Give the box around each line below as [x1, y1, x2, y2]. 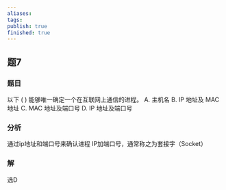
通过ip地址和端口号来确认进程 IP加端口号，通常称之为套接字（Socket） [7, 140, 208, 148]
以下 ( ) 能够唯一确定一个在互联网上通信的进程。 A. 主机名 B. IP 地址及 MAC [7, 95, 220, 104]
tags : [7, 16, 23, 23]
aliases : [7, 10, 32, 17]
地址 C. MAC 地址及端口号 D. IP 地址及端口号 [7, 104, 133, 112]
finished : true [7, 29, 51, 36]
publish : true [7, 23, 48, 29]
